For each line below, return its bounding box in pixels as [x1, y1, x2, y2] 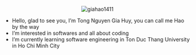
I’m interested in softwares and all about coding [11, 30, 129, 37]
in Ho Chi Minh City [11, 42, 60, 49]
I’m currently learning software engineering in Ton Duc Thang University [11, 36, 190, 43]
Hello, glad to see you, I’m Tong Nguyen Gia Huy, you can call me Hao [11, 17, 185, 24]
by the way [11, 24, 39, 30]
